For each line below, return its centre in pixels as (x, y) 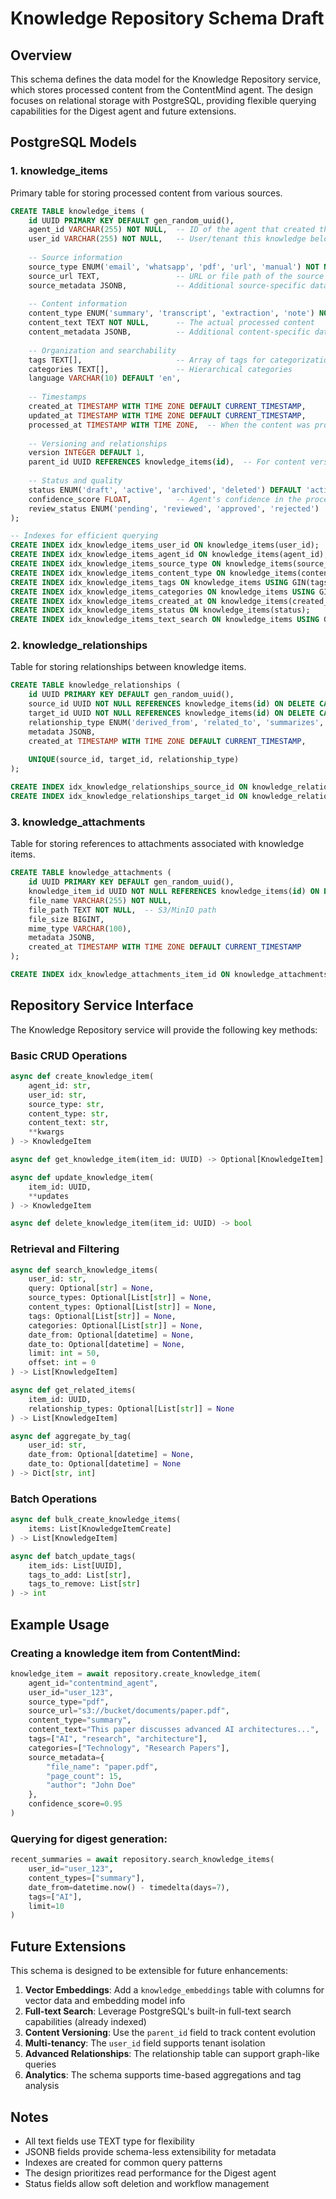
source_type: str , (66, 1104)
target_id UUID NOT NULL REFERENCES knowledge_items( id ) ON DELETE (171, 713)
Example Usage (60, 1624)
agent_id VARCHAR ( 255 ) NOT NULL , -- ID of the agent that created (171, 230)
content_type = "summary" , (80, 1720)
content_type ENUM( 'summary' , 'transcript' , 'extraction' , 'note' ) (171, 313)
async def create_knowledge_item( (82, 1077)
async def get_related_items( (73, 1390)
